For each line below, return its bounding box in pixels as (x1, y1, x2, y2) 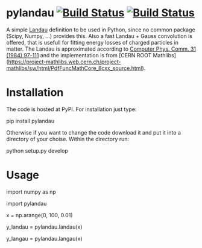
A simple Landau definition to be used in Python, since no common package (6, 26, 195, 33)
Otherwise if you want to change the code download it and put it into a (6, 129, 181, 136)
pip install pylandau (6, 117, 55, 124)
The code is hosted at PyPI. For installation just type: (6, 106, 137, 113)
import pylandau (6, 200, 47, 207)
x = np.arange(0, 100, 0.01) (6, 211, 73, 218)
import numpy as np (6, 188, 56, 196)
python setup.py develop (6, 147, 68, 154)
